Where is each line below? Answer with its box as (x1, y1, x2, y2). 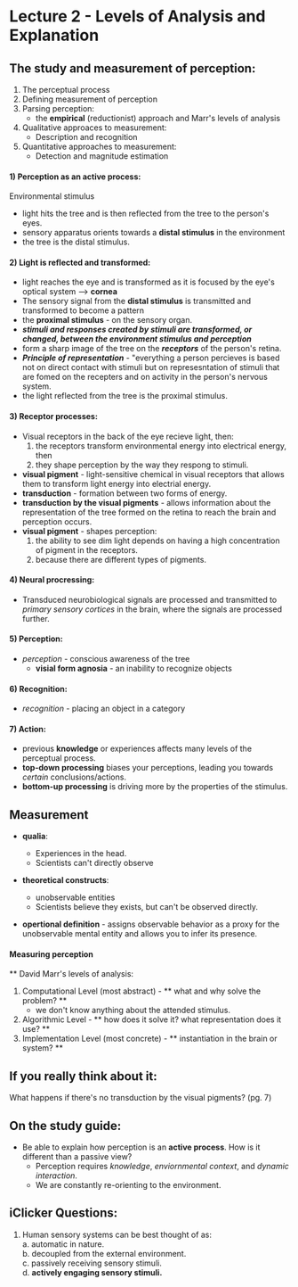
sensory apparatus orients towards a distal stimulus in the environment (21, 227, 286, 238)
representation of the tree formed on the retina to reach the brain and (21, 507, 277, 517)
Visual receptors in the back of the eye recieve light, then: (21, 431, 234, 441)
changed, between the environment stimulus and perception (21, 334, 252, 344)
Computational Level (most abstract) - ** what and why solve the (21, 986, 261, 996)
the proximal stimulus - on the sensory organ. (21, 315, 193, 326)
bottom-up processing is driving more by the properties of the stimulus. (21, 781, 288, 792)
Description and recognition (35, 132, 138, 142)
